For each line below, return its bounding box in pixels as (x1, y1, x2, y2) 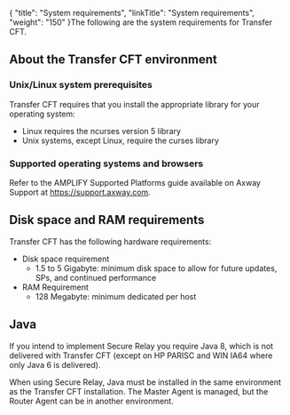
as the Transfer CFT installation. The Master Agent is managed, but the (9, 386, 269, 396)
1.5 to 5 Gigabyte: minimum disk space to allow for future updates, (35, 262, 278, 274)
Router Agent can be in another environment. (9, 395, 175, 406)
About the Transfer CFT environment (9, 52, 217, 68)
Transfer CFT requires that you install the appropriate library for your (9, 99, 260, 109)
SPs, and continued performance (35, 272, 157, 283)
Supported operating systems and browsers (9, 157, 204, 170)
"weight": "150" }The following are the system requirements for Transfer (9, 17, 273, 28)
